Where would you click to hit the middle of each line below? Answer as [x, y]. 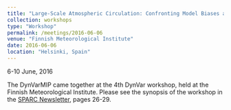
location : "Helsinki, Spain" [49, 52]
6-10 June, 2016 [30, 71]
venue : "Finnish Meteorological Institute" [70, 39]
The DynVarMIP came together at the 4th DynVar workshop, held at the [108, 85]
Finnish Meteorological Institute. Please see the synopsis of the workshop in [115, 92]
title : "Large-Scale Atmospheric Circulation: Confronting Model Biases [113, 13]
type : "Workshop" [32, 26]
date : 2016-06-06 [32, 45]
